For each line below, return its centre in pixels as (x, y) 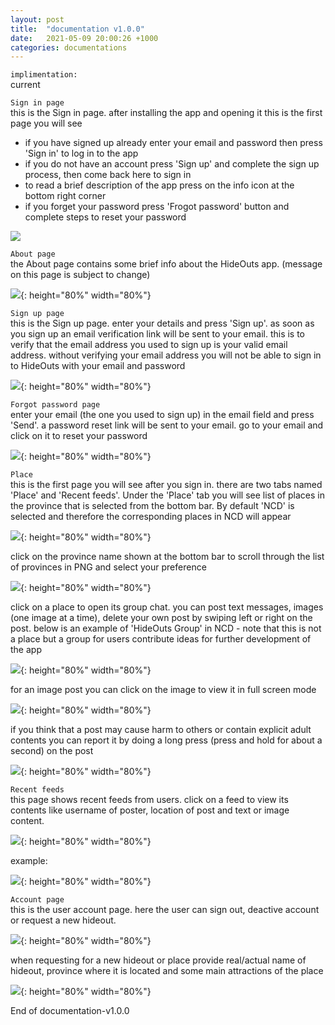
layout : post (37, 19)
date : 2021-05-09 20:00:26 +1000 (84, 38)
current (25, 85)
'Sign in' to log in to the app (81, 153)
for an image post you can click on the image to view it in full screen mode (163, 690)
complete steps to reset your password (105, 217)
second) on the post (52, 751)
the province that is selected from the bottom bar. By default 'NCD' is (152, 506)
